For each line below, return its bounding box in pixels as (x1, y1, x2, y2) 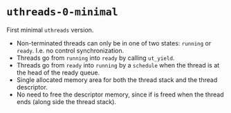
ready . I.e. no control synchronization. (16, 46, 124, 54)
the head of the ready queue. (16, 68, 100, 76)
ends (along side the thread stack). (16, 97, 117, 105)
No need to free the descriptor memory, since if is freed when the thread (16, 90, 224, 99)
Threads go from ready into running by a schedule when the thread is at (16, 61, 220, 69)
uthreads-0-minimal (6, 6, 118, 19)
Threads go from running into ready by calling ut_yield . (16, 54, 175, 62)
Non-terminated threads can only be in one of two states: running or (16, 39, 212, 47)
